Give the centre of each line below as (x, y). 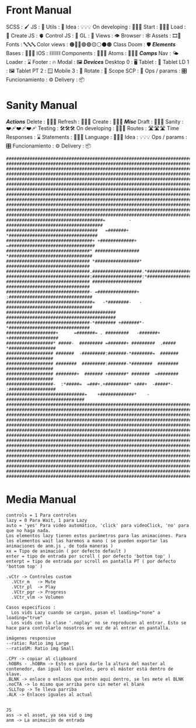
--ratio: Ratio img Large (37, 643)
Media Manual (41, 500)
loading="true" (24, 618)
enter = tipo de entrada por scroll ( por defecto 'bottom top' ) (88, 556)
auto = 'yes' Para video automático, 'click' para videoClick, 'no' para (98, 525)
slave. (14, 674)
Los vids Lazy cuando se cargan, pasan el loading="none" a (86, 613)
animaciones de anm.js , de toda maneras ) (60, 546)
